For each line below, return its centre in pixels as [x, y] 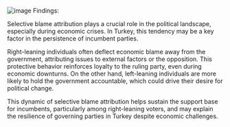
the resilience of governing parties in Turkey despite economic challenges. [113, 116]
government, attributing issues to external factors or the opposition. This [110, 59]
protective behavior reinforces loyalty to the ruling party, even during [105, 66]
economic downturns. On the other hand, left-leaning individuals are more [112, 73]
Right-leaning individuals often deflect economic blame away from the [106, 52]
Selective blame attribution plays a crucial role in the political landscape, [109, 24]
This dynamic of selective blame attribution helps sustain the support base [113, 102]
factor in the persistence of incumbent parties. [73, 38]
